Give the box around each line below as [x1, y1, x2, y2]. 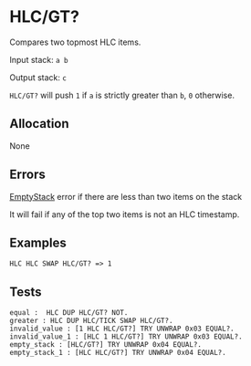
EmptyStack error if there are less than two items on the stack [9, 191, 243, 202]
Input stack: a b [9, 54, 68, 65]
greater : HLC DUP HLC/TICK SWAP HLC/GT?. [9, 317, 173, 326]
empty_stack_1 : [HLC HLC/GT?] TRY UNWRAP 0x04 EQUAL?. [9, 349, 226, 358]
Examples [9, 235, 67, 250]
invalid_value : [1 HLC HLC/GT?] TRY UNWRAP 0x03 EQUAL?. [9, 324, 235, 334]
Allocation [9, 116, 70, 131]
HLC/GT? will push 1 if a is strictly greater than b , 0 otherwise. [9, 89, 235, 100]
